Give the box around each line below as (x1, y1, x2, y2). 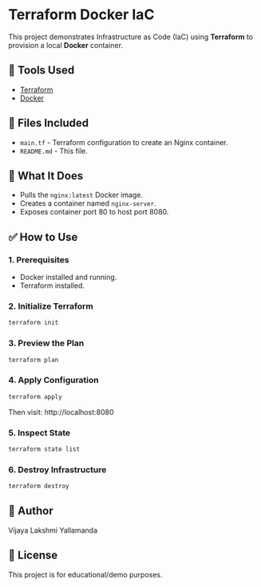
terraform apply (8, 392, 62, 400)
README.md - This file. (19, 146, 88, 156)
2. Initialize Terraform (8, 301, 93, 312)
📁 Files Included (8, 116, 89, 130)
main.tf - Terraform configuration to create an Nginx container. (19, 137, 229, 147)
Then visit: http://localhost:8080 (8, 407, 114, 416)
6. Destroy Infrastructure (8, 464, 107, 475)
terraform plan (8, 356, 59, 364)
